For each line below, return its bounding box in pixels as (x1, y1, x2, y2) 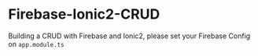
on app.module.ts (8, 39, 64, 48)
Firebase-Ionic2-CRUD (8, 5, 160, 23)
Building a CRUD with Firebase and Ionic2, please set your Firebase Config (8, 31, 251, 40)
